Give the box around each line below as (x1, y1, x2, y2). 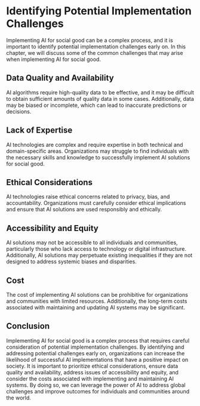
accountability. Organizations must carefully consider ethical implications (6, 199, 186, 207)
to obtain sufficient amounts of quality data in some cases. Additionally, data (6, 95, 194, 102)
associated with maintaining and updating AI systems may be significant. (6, 304, 185, 311)
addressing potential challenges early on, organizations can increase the (6, 349, 185, 356)
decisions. (6, 107, 32, 115)
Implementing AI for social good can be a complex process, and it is (6, 36, 173, 44)
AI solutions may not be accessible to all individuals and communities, (6, 239, 178, 246)
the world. (6, 394, 32, 401)
